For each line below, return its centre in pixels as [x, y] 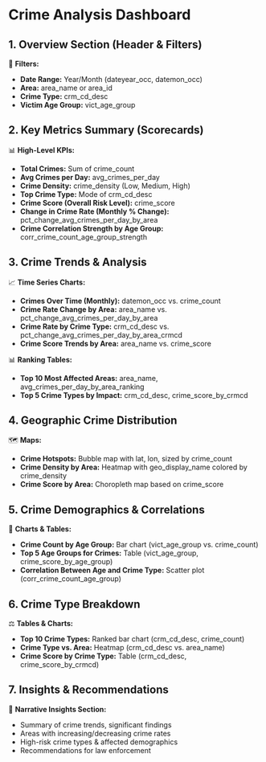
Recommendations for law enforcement [85, 750]
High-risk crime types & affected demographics [99, 742]
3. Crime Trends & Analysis [78, 262]
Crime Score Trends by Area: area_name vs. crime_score [115, 343]
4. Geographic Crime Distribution [93, 421]
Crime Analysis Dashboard [100, 15]
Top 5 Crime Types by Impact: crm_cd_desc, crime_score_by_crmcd [134, 395]
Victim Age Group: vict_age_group [78, 105]
